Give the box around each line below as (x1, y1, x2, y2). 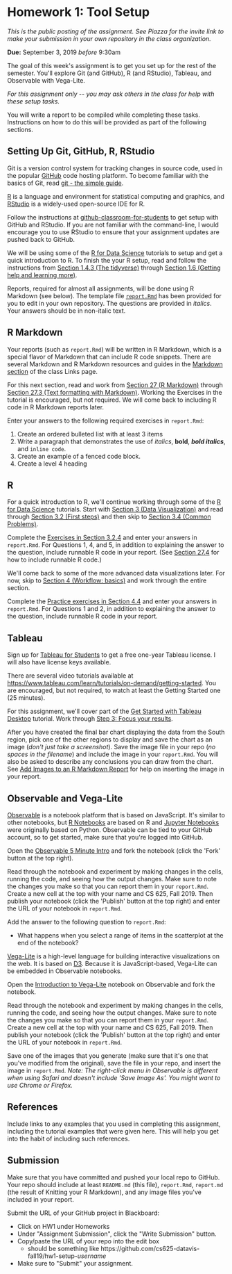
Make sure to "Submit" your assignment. (17, 1259, 134, 1267)
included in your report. (7, 1195, 74, 1203)
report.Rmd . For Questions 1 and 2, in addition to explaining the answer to (7, 605, 216, 613)
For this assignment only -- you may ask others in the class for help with (7, 90, 215, 98)
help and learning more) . (7, 270, 78, 279)
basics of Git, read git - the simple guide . (7, 179, 124, 187)
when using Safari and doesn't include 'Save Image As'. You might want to (7, 1074, 221, 1081)
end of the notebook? (17, 939, 79, 947)
